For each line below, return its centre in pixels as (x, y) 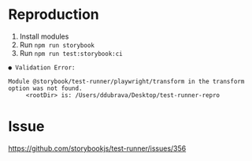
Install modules (44, 36)
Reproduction (54, 15)
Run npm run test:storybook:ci (71, 53)
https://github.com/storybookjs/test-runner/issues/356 (97, 148)
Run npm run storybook (57, 44)
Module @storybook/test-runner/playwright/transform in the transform (126, 81)
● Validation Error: (42, 67)
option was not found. (45, 88)
